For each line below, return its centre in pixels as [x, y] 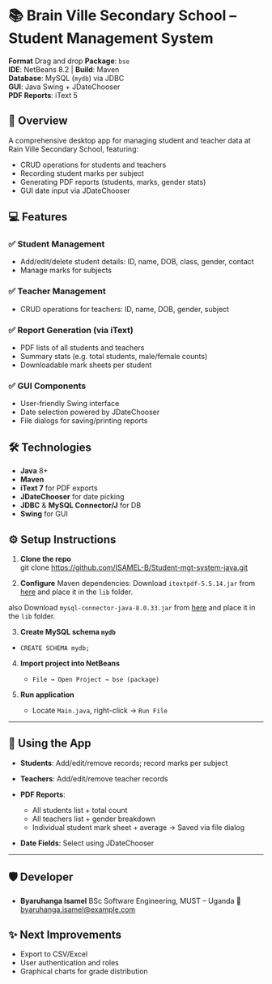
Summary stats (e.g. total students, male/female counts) [114, 357]
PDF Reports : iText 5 [43, 95]
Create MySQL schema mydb [68, 631]
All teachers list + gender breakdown [94, 819]
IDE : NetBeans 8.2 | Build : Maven [64, 69]
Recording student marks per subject [82, 173]
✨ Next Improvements [65, 934]
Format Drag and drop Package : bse [69, 61]
